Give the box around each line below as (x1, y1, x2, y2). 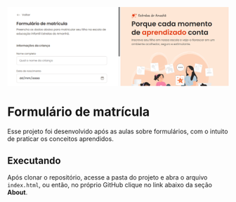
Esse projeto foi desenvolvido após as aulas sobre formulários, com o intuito (7, 127, 228, 135)
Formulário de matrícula (7, 104, 150, 119)
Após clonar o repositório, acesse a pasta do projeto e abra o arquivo (7, 173, 208, 182)
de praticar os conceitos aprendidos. (7, 134, 114, 143)
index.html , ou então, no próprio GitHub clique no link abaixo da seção (7, 181, 213, 189)
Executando (7, 154, 61, 166)
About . (7, 188, 28, 196)
